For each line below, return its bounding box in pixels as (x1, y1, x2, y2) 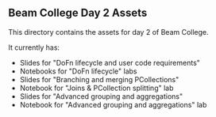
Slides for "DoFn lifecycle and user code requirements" (19, 58, 201, 67)
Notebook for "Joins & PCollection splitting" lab (19, 83, 174, 92)
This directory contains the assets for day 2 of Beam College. (8, 27, 209, 36)
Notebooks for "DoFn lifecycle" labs (19, 66, 137, 76)
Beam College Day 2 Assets (8, 6, 148, 20)
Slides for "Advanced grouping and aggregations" (19, 91, 183, 101)
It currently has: (8, 43, 60, 52)
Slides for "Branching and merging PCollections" (19, 74, 179, 84)
